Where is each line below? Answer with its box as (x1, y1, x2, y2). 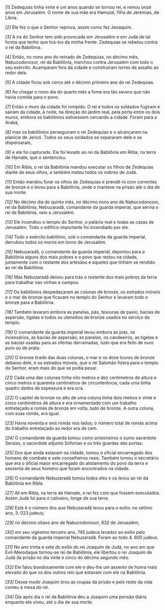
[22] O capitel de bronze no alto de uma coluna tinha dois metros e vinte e (5, 395, 157, 400)
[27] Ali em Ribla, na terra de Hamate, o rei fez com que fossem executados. (5, 490, 161, 496)
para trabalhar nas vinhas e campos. (5, 280, 80, 285)
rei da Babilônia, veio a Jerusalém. (5, 210, 75, 215)
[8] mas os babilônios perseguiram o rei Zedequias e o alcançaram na (5, 129, 148, 135)
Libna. (5, 15, 18, 20)
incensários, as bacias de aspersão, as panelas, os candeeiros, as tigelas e (5, 334, 158, 340)
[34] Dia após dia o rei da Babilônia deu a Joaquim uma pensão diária (5, 594, 147, 600)
